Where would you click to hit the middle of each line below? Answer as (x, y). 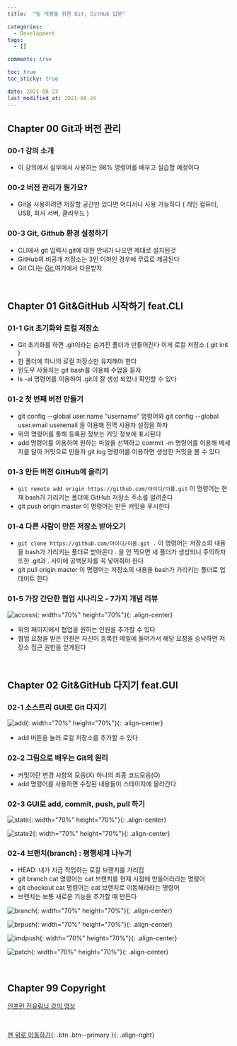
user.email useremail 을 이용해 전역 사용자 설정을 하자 (93, 425)
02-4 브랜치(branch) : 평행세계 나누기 (70, 853)
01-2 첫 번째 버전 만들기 (45, 400)
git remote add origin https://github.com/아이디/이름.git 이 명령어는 (119, 489)
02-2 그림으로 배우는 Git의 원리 (58, 758)
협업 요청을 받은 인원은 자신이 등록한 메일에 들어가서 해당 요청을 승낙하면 (117, 638)
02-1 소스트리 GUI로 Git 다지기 (57, 707)
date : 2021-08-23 (33, 92)
